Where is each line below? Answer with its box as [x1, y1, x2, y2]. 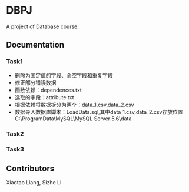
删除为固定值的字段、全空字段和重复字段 [14, 72, 113, 79]
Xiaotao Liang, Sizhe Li [6, 179, 62, 186]
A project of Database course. [6, 23, 79, 30]
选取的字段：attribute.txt [14, 93, 75, 100]
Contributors [6, 163, 55, 173]
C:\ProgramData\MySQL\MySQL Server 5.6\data [14, 115, 132, 122]
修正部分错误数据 [14, 79, 57, 86]
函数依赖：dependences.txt [14, 86, 82, 93]
